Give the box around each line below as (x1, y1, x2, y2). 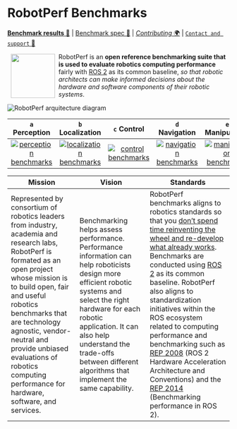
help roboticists (79, 260, 131, 270)
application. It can (79, 321, 139, 331)
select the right (79, 295, 130, 305)
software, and (11, 397, 56, 406)
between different (79, 356, 139, 366)
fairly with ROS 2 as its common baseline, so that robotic (59, 67, 224, 75)
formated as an (11, 255, 61, 265)
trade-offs (79, 348, 115, 358)
